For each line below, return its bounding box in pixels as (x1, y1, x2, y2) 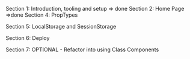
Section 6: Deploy (5, 35, 50, 41)
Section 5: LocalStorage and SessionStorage (5, 23, 117, 30)
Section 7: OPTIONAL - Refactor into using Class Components (5, 46, 159, 53)
